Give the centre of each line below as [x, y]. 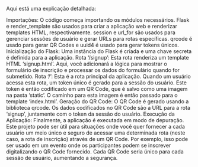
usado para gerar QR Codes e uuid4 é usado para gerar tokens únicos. [93, 45]
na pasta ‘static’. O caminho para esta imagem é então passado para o [92, 95]
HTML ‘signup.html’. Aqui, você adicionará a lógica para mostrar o [87, 64]
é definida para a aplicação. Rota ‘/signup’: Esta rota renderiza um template [98, 58]
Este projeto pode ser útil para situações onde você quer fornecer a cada [96, 127]
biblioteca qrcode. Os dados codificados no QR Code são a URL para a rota [98, 108]
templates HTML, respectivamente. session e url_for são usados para [91, 32]
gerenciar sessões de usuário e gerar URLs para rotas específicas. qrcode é [99, 39]
